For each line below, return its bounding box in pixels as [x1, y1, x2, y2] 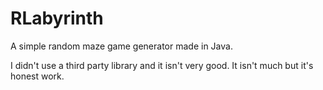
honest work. [10, 70, 65, 82]
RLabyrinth [10, 7, 104, 30]
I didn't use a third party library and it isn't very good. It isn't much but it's [10, 59, 314, 71]
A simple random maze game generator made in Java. [10, 40, 233, 52]
